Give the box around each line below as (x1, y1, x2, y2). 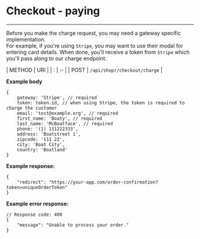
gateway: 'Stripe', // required (17, 94, 97, 101)
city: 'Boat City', (17, 141, 65, 147)
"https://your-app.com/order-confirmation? (48, 179, 159, 185)
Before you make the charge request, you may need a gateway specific (6, 29, 182, 36)
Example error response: (6, 200, 69, 207)
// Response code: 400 (6, 212, 62, 218)
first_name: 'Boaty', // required (17, 115, 102, 122)
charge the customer (6, 105, 58, 111)
